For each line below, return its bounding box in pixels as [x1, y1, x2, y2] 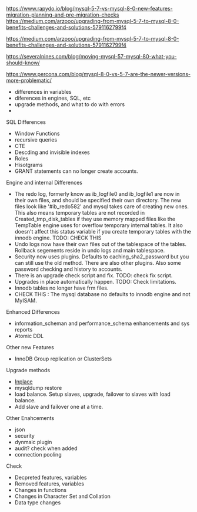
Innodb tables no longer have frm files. [14, 284, 109, 291]
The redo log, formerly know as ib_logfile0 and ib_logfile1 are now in [14, 191, 180, 197]
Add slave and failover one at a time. [14, 403, 103, 410]
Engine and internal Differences [6, 179, 82, 186]
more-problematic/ [6, 77, 52, 84]
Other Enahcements [6, 415, 55, 421]
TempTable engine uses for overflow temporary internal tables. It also [14, 222, 183, 229]
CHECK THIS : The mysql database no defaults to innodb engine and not [14, 291, 191, 297]
